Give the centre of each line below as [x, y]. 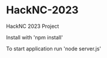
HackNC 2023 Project [33, 26]
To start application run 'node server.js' [54, 48]
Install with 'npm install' [35, 37]
